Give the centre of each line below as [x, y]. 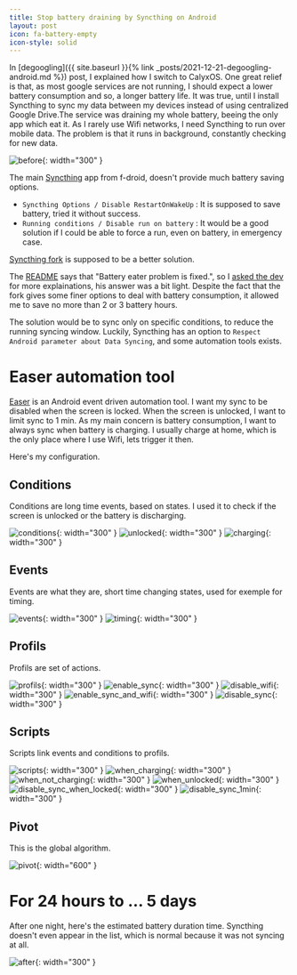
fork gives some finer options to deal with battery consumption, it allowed [144, 295]
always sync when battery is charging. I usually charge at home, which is [143, 430]
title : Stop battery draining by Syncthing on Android [113, 17]
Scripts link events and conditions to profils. [89, 753]
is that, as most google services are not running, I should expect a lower [141, 86]
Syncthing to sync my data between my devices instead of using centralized [149, 105]
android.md [30, 77]
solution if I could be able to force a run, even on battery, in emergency [152, 233]
